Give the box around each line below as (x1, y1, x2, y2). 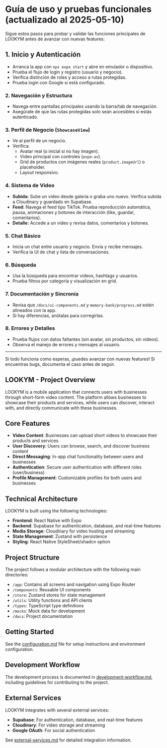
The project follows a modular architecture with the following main (5, 566, 141, 572)
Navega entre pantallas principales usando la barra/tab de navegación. (12, 103, 158, 109)
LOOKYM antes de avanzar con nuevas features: (5, 36, 105, 42)
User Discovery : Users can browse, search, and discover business (12, 443, 150, 449)
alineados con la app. (12, 307, 56, 313)
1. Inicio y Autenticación (5, 50, 81, 59)
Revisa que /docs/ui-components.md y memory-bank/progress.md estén (12, 302, 154, 308)
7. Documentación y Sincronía (5, 290, 79, 297)
